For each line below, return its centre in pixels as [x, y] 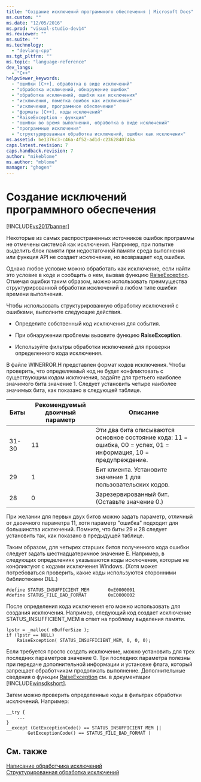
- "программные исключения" [47, 129]
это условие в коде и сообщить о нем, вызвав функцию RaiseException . [98, 275]
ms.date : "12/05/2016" [34, 23]
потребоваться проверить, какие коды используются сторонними [91, 573]
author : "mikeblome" [32, 156]
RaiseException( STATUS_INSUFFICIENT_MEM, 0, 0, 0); [84, 641]
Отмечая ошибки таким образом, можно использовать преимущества [97, 281]
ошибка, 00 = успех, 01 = [132, 445]
